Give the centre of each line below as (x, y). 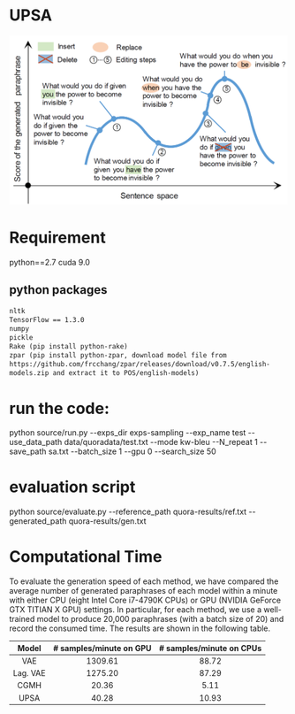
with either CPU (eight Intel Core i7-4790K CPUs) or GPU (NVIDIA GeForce (145, 600)
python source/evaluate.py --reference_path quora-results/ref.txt (128, 512)
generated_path (38, 521)
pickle (21, 338)
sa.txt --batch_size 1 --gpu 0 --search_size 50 (132, 451)
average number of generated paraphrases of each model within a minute (144, 591)
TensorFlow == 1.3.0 (47, 320)
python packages (58, 290)
